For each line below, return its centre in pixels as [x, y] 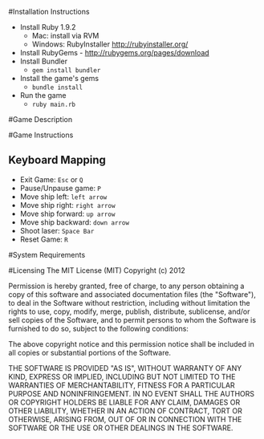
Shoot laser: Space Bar [57, 230]
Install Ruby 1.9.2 [48, 27]
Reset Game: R [44, 239]
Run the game [43, 95]
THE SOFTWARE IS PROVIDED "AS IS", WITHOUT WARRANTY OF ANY [125, 368]
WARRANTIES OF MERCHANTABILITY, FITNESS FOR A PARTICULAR [122, 385]
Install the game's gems [59, 78]
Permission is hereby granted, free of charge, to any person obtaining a [126, 286]
